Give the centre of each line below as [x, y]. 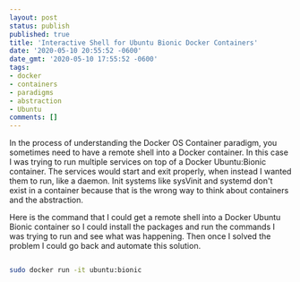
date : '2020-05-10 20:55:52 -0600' [76, 51]
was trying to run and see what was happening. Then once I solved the [140, 236]
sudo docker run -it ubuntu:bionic [76, 270]
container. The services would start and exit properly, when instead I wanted [150, 172]
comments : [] [34, 117]
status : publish [39, 26]
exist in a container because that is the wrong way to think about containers [149, 191]
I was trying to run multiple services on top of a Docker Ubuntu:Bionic [138, 162]
